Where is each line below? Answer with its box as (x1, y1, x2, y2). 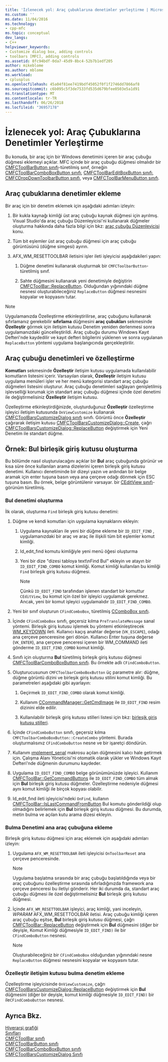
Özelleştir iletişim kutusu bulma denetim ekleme (5, 969, 125, 976)
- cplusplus (5, 77, 30, 82)
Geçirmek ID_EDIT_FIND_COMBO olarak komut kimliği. (19, 689, 125, 695)
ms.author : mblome (5, 68, 43, 73)
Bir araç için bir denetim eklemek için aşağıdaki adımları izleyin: (5, 203, 135, 209)
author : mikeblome (5, 63, 43, 68)
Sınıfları (5, 1030, 21, 1036)
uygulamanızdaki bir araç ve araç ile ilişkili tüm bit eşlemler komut (19, 533, 155, 539)
